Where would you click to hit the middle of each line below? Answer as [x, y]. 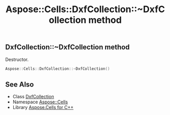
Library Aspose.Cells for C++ [43, 107]
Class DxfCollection [33, 97]
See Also [20, 84]
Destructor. [17, 59]
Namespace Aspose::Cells [40, 102]
